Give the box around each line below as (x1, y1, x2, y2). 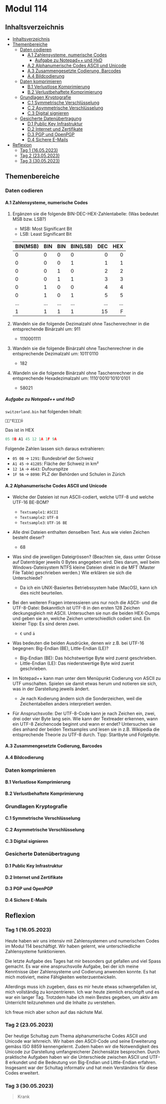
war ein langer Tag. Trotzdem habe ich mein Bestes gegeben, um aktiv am (5, 994, 158, 1000)
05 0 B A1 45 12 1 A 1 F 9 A (5, 437, 57, 442)
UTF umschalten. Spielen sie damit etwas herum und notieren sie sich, (12, 680, 158, 686)
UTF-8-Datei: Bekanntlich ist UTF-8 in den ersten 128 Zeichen (12, 605, 141, 611)
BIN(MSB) (14, 243, 39, 250)
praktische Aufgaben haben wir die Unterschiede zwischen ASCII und (5, 1054, 149, 1060)
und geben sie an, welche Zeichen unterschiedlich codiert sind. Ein (12, 615, 151, 621)
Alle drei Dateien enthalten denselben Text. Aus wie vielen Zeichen (12, 529, 150, 535)
